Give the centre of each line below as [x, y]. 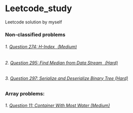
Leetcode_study [39, 9]
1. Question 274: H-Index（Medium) [41, 47]
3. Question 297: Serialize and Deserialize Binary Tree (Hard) [67, 78]
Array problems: [25, 94]
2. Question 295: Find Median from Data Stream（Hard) [62, 63]
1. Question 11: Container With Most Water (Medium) [57, 105]
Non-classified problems [35, 35]
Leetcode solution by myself [33, 22]
